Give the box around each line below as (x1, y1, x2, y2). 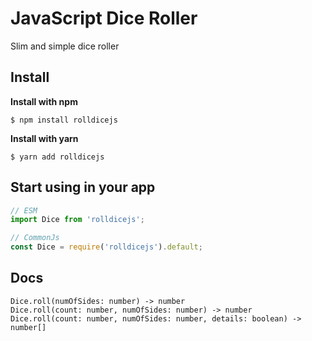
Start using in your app (10, 179, 156, 196)
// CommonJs (10, 233, 60, 243)
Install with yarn (10, 132, 79, 144)
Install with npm (10, 95, 78, 107)
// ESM (10, 205, 38, 216)
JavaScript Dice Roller (10, 7, 198, 30)
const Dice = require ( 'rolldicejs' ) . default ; (10, 242, 203, 252)
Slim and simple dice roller (10, 40, 120, 52)
